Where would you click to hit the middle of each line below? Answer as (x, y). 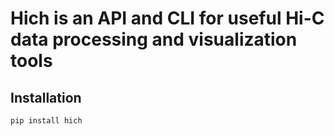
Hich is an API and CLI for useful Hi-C (167, 18)
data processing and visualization (154, 39)
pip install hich (46, 121)
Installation (46, 97)
